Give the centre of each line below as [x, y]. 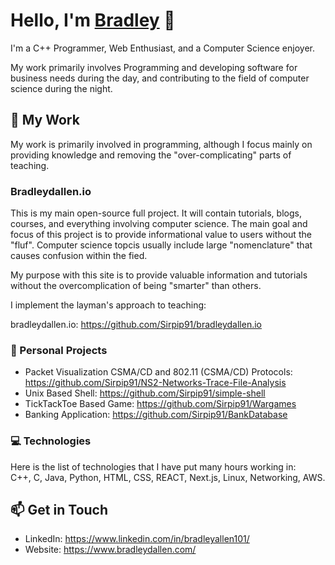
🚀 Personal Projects [59, 350]
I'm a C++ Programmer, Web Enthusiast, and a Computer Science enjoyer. [162, 48]
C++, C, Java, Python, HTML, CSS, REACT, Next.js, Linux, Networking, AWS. [168, 477]
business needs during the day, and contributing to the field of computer [160, 78]
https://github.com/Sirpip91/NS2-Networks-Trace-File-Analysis [155, 383]
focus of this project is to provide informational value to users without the [161, 235]
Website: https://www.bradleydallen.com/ [110, 550]
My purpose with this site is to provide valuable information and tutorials [159, 275]
